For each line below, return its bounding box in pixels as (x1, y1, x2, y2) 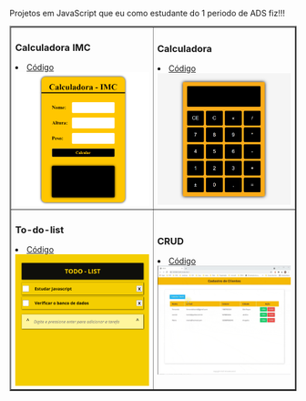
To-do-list (15, 223, 65, 236)
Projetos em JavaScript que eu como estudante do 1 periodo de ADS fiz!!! (9, 8, 285, 18)
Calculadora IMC (15, 41, 91, 54)
